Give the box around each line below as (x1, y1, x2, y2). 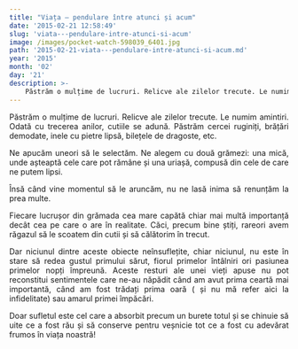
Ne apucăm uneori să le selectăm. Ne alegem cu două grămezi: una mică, (9, 147, 289, 158)
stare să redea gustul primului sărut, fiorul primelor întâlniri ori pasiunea (9, 255, 289, 266)
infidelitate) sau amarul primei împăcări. (9, 293, 154, 304)
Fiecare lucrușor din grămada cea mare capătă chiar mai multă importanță (9, 210, 289, 221)
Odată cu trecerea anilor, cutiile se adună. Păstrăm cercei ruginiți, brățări (9, 120, 289, 131)
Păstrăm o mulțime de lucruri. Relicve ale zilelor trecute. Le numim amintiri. (9, 112, 289, 122)
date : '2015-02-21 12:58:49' (9, 21, 117, 30)
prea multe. (9, 192, 51, 204)
